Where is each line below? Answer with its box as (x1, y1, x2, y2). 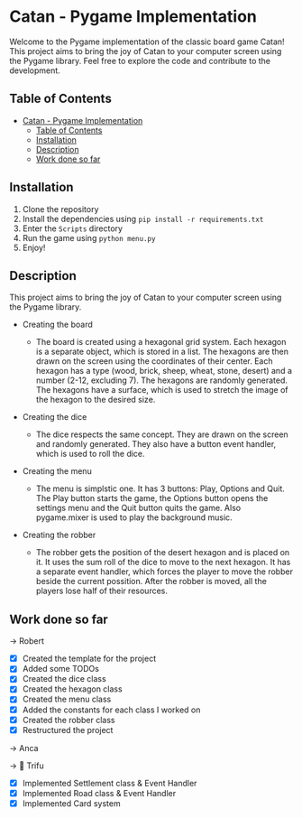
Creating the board (22, 319, 93, 330)
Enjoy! (22, 242, 46, 253)
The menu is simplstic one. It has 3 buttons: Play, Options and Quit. (35, 483, 286, 494)
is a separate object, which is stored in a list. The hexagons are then (35, 346, 289, 358)
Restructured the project (22, 724, 114, 735)
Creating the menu (22, 466, 92, 477)
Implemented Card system (22, 797, 121, 809)
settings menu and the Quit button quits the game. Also (35, 503, 242, 514)
